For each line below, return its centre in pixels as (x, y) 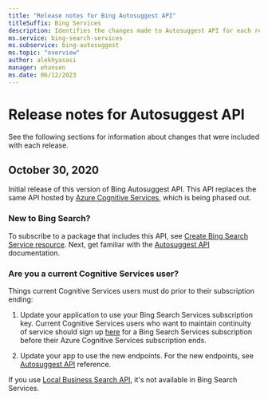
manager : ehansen (37, 68)
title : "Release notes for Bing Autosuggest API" (93, 16)
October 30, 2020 (54, 170)
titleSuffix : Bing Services (55, 23)
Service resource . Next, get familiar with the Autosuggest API (109, 244)
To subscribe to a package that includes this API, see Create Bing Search (128, 235)
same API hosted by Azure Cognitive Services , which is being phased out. (130, 198)
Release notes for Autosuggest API (126, 115)
